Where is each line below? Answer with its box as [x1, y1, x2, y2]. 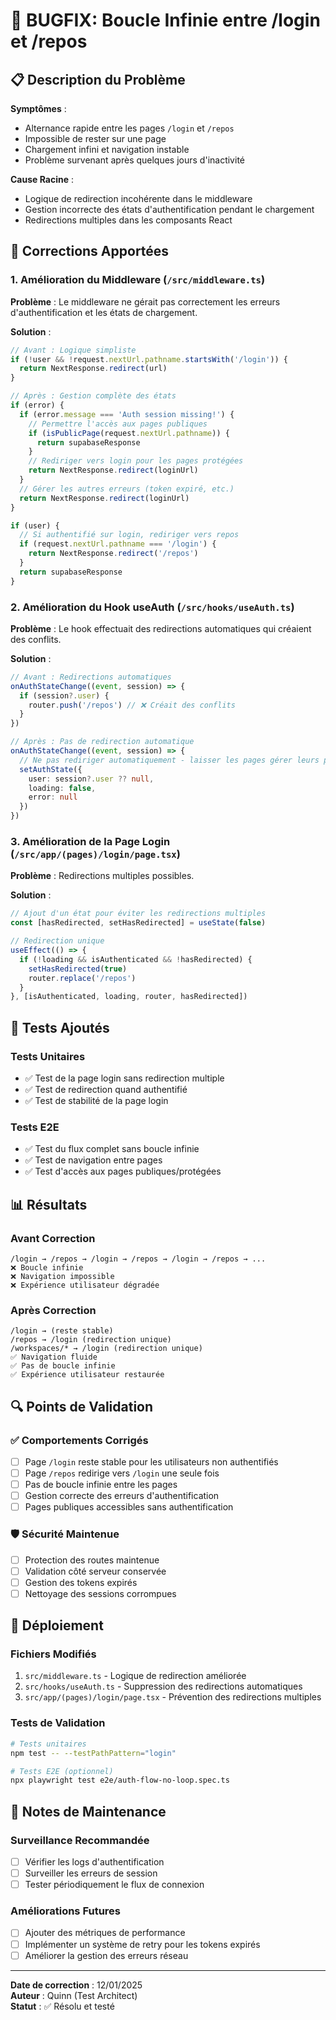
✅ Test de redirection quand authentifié [24, 1083, 188, 1095]
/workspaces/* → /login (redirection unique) [10, 1344, 203, 1354]
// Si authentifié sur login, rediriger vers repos [19, 530, 240, 540]
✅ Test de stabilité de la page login [24, 1094, 169, 1106]
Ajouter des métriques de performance [24, 1927, 186, 1939]
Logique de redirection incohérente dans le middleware [24, 193, 253, 204]
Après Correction [10, 1303, 97, 1317]
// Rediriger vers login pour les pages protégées [28, 456, 244, 466]
